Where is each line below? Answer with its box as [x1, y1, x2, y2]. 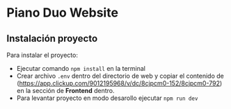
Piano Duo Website [6, 5, 119, 21]
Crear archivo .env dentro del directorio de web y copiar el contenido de [16, 72, 224, 80]
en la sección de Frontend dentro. [16, 87, 115, 94]
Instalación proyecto [6, 33, 98, 44]
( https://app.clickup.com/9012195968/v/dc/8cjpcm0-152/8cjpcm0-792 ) [16, 79, 223, 87]
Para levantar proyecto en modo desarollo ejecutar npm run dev [16, 94, 198, 102]
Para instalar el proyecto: [6, 51, 78, 59]
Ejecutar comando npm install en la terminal [16, 65, 145, 72]
